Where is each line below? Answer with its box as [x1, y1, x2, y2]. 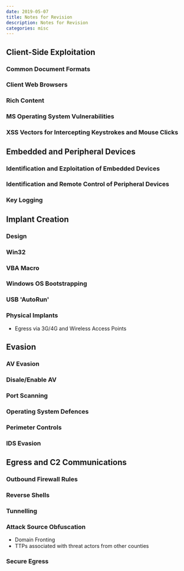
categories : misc [6, 25, 49, 31]
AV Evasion [6, 360, 40, 368]
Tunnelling [6, 507, 37, 515]
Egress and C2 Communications [6, 457, 127, 467]
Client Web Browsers [6, 80, 68, 89]
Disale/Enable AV [6, 375, 57, 383]
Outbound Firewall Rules [6, 475, 78, 483]
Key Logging [6, 196, 43, 204]
